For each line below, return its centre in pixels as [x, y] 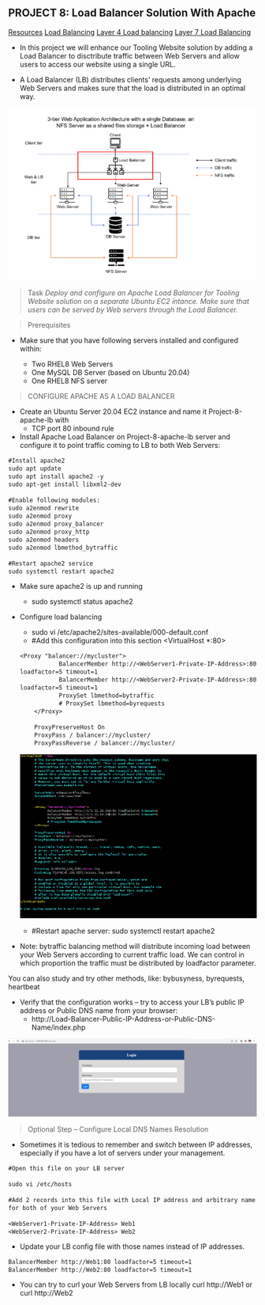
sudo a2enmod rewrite [44, 508]
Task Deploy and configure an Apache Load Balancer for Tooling [133, 293]
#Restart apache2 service [50, 564]
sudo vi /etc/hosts [40, 1184]
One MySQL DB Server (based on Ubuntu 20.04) [110, 373]
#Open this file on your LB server [67, 1168]
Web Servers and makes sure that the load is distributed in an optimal [132, 88]
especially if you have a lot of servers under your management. [122, 1153]
